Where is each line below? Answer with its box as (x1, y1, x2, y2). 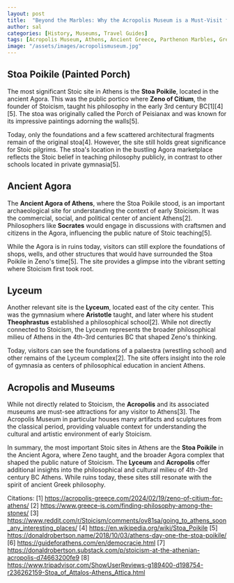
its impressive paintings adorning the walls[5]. (7, 117, 139, 125)
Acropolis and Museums (7, 382, 116, 394)
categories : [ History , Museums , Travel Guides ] (7, 29, 148, 37)
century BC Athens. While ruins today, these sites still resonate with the (7, 473, 212, 482)
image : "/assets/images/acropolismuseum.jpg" (7, 43, 141, 50)
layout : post (7, 10, 45, 17)
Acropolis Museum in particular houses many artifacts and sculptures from (7, 415, 221, 424)
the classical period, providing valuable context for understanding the (7, 422, 207, 431)
